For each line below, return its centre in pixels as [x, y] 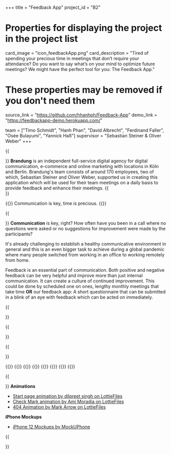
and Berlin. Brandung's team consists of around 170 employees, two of [80, 172]
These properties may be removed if [84, 90]
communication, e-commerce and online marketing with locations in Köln [82, 166]
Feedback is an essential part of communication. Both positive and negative [85, 270]
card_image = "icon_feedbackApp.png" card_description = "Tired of [77, 53]
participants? [19, 234]
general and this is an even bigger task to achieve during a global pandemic [85, 249]
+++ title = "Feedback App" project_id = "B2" [53, 7]
